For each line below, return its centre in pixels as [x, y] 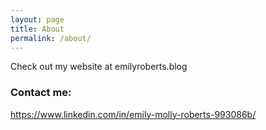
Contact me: [41, 93]
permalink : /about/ [51, 38]
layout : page [37, 19]
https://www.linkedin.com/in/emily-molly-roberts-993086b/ [133, 114]
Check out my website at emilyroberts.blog [99, 67]
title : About [37, 29]
